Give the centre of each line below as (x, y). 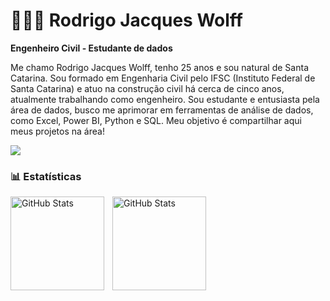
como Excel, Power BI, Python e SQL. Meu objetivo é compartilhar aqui (156, 120)
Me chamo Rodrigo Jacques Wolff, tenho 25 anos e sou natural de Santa (159, 67)
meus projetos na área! (57, 131)
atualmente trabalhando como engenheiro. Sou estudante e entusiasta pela (165, 99)
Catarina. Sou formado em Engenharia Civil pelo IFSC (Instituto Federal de (163, 78)
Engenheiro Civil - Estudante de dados (91, 48)
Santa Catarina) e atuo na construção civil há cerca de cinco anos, (147, 88)
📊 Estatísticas (46, 176)
